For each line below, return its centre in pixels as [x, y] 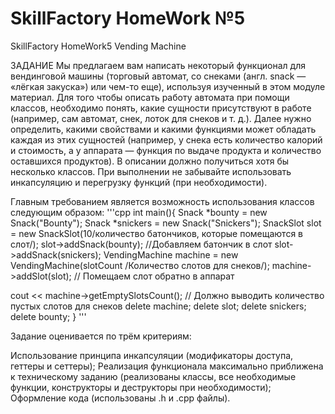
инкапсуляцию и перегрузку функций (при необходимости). [139, 182]
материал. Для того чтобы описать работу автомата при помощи [150, 97]
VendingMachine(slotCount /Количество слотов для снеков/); [140, 265]
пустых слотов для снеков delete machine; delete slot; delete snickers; [158, 306]
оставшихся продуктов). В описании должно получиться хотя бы [150, 161]
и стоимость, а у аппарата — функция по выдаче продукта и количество [166, 150]
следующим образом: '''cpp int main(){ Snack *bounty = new [139, 212]
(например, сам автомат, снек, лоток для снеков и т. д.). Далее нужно [161, 118]
